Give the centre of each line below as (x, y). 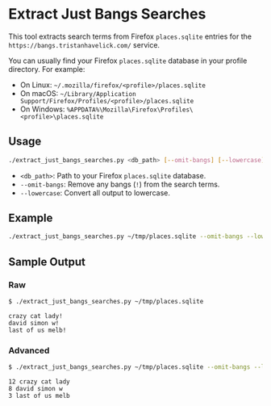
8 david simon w (35, 389)
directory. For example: (47, 69)
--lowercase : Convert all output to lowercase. (95, 193)
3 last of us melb (39, 396)
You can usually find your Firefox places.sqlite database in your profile (128, 61)
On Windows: (42, 109)
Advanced (29, 350)
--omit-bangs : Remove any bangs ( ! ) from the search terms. (120, 184)
